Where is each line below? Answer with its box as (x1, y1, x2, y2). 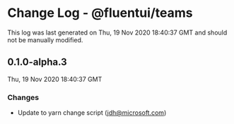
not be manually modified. (7, 35, 83, 44)
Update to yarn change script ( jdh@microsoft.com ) (17, 108, 167, 117)
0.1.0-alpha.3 (7, 56, 67, 68)
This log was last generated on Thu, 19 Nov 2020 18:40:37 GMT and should (7, 28, 228, 37)
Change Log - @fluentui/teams (7, 5, 193, 21)
